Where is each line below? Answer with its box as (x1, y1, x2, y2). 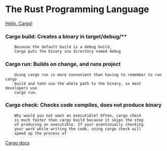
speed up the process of (14, 131, 67, 136)
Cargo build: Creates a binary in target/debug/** (5, 33, 128, 40)
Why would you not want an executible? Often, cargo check (14, 113, 142, 118)
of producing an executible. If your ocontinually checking (14, 122, 144, 127)
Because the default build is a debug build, (14, 45, 112, 50)
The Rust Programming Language (5, 4, 149, 15)
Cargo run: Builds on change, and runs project (5, 61, 121, 68)
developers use (5, 85, 37, 91)
